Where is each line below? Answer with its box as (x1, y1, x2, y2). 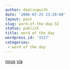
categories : (5, 40, 30, 45)
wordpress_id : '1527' (5, 35, 50, 40)
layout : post (5, 16, 32, 21)
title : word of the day (5, 30, 55, 35)
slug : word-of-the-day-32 (5, 21, 59, 26)
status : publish (5, 26, 39, 31)
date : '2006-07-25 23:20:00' (5, 12, 66, 17)
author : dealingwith (5, 7, 48, 12)
